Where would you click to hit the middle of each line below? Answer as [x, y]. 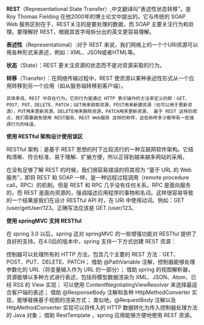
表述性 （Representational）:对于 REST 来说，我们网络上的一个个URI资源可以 [102, 45]
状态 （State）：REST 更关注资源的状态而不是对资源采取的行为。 [86, 65]
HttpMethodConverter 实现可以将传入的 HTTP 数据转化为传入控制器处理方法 [102, 307]
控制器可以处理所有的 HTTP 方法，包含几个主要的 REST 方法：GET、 [93, 254]
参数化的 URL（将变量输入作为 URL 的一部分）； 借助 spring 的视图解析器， [100, 269]
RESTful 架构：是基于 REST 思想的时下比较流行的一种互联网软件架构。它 [97, 149]
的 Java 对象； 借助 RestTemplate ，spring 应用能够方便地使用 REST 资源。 [101, 315]
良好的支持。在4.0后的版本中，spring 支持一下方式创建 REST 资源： [91, 241]
